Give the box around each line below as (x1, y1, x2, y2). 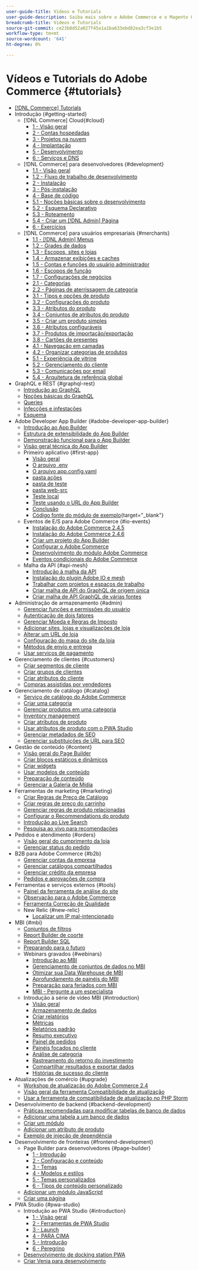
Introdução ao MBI (32, 956, 78, 963)
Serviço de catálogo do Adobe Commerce (23, 693, 126, 700)
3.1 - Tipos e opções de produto (32, 292, 110, 299)
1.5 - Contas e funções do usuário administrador (32, 261, 150, 268)
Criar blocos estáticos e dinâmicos (23, 756, 108, 763)
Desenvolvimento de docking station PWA (23, 1251, 126, 1258)
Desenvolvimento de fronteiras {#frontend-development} (14, 1138, 154, 1145)
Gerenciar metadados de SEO (23, 731, 96, 738)
